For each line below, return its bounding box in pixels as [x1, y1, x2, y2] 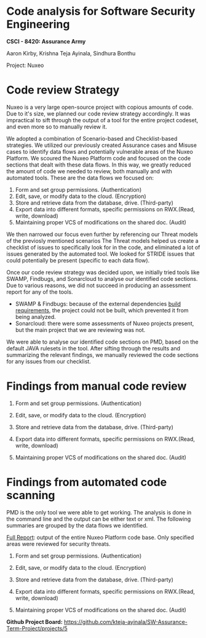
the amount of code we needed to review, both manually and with [6, 167, 172, 175]
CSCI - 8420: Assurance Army [6, 37, 86, 45]
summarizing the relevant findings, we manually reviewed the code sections [6, 351, 199, 358]
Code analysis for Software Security [6, 4, 196, 18]
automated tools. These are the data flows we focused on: [6, 174, 154, 181]
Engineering [6, 17, 70, 31]
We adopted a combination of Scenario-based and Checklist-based [6, 135, 178, 142]
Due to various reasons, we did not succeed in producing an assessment [6, 282, 191, 289]
